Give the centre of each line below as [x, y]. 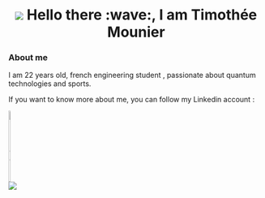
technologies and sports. [50, 84]
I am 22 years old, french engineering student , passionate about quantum [132, 75]
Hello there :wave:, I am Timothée [142, 15]
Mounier [136, 32]
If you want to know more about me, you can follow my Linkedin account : [132, 100]
